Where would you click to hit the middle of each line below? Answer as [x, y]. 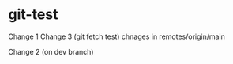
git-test [33, 15]
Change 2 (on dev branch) [51, 51]
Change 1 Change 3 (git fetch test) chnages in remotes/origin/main [116, 36]
